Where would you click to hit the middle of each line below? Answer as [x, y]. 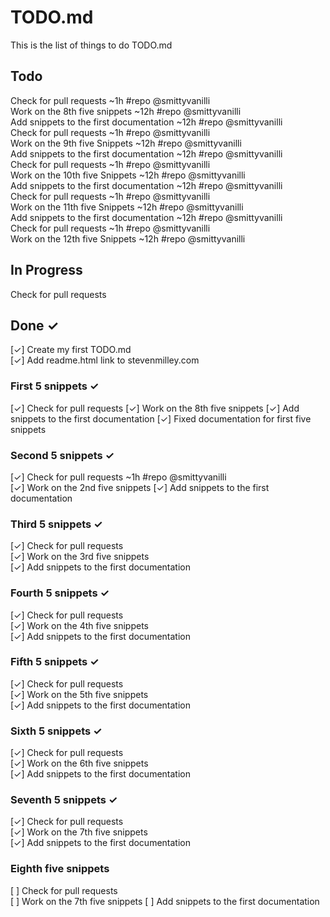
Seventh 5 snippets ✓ [64, 800]
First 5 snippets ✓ [55, 386]
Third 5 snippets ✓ [56, 524]
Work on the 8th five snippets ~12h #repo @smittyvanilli [126, 111]
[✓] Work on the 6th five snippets [79, 763]
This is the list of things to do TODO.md [91, 45]
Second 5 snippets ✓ [62, 455]
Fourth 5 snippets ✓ [60, 593]
